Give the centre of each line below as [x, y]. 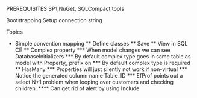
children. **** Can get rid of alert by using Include [77, 88]
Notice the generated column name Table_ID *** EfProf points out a [99, 75]
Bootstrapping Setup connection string [54, 20]
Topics [14, 32]
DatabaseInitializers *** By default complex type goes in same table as [103, 56]
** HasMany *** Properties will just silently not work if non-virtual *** [101, 69]
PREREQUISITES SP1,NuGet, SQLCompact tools [65, 9]
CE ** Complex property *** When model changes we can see [92, 50]
